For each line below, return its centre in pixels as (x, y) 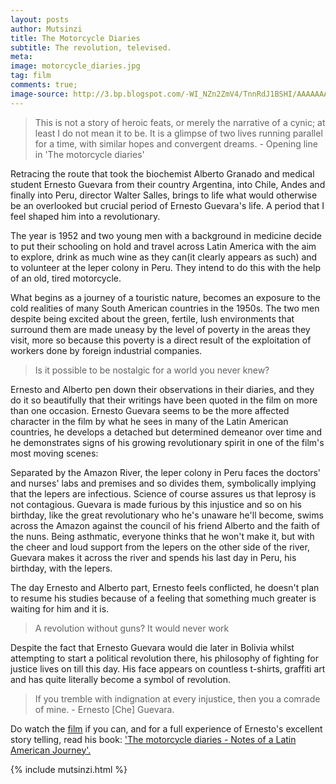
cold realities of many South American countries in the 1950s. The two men (165, 308)
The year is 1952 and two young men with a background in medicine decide (166, 235)
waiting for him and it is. (60, 608)
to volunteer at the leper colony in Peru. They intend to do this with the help (166, 267)
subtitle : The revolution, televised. (91, 47)
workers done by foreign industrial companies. (106, 350)
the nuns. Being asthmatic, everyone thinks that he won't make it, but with (162, 536)
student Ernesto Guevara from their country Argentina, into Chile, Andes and (168, 184)
